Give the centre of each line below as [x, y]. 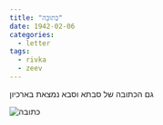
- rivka [32, 60]
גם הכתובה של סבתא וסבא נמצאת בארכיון [81, 94]
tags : [20, 52]
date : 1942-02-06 [42, 26]
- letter [34, 43]
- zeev [30, 69]
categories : [32, 34]
